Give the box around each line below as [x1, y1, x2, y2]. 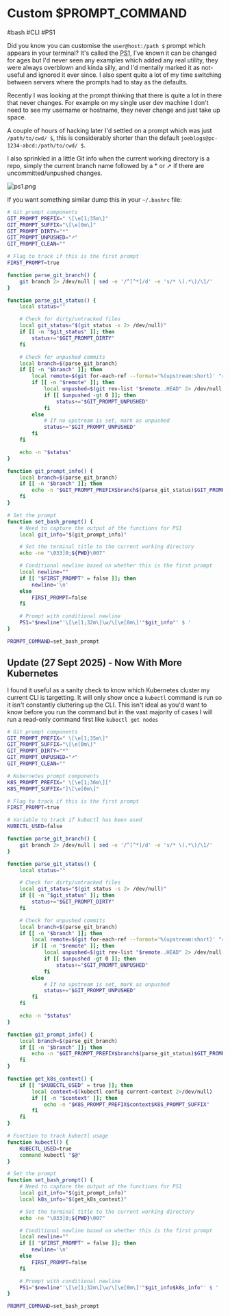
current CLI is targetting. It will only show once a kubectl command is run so [7, 693, 222, 701]
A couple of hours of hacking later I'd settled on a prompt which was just [7, 126, 212, 134]
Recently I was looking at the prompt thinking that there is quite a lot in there [7, 91, 222, 99]
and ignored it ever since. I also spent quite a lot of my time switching [26, 71, 222, 79]
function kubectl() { [7, 1138, 69, 1146]
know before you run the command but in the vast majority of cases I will [7, 707, 213, 716]
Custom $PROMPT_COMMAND [7, 5, 188, 21]
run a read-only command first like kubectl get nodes [7, 715, 159, 723]
